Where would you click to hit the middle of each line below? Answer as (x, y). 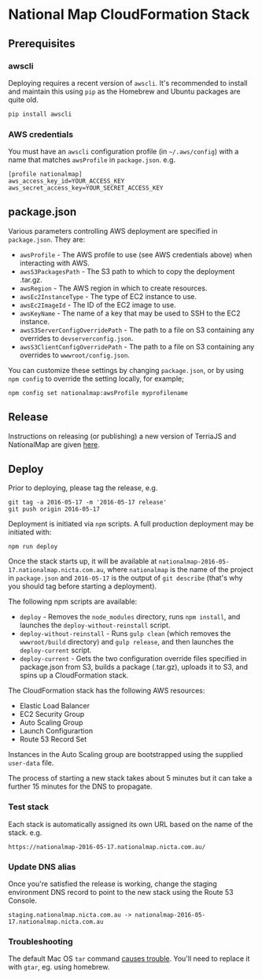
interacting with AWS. (55, 263)
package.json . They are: (46, 239)
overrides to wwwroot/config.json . (74, 355)
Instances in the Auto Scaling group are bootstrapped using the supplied (126, 755)
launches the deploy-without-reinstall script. (95, 625)
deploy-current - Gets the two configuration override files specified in (133, 659)
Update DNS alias (42, 866)
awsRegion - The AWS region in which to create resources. (113, 288)
